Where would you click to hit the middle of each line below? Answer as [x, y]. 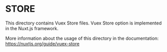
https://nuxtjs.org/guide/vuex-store [42, 43]
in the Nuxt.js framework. [32, 28]
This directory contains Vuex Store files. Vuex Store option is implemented [83, 23]
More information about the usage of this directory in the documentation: [82, 38]
